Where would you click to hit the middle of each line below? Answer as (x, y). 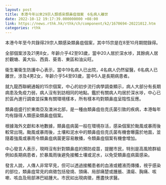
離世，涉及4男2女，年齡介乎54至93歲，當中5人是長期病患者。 (69, 76)
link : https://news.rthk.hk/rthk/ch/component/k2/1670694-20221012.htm (80, 23)
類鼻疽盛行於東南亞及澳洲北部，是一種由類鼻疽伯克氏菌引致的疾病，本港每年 (83, 110)
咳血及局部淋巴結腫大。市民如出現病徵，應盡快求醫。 (68, 178)
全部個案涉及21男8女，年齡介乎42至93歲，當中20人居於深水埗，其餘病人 (80, 53)
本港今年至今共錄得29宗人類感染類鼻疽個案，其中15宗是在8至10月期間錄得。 (83, 43)
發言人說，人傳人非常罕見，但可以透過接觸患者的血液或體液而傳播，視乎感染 (83, 165)
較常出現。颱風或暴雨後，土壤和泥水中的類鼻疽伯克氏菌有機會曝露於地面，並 (83, 132)
